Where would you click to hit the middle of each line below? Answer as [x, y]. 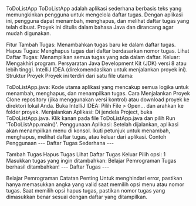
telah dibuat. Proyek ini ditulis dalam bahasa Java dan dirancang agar [90, 27]
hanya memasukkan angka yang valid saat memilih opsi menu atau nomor [95, 184]
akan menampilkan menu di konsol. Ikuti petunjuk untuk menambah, [88, 131]
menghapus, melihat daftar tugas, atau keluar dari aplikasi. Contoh [86, 137]
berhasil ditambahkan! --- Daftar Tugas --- [58, 167]
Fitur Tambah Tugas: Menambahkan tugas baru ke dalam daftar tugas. [91, 44]
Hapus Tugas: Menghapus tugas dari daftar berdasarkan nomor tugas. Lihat [98, 51]
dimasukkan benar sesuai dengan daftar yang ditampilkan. [77, 197]
